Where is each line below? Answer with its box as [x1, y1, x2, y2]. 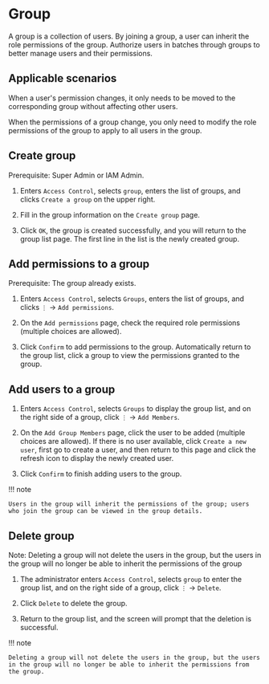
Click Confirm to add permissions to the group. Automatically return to [19, 342, 251, 352]
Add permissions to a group [8, 257, 150, 271]
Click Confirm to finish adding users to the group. [19, 469, 182, 478]
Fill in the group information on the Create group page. [19, 210, 201, 219]
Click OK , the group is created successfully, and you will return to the [19, 226, 247, 235]
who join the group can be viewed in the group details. [8, 507, 203, 515]
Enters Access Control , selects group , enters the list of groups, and [19, 185, 241, 195]
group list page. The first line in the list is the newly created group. [19, 234, 239, 243]
